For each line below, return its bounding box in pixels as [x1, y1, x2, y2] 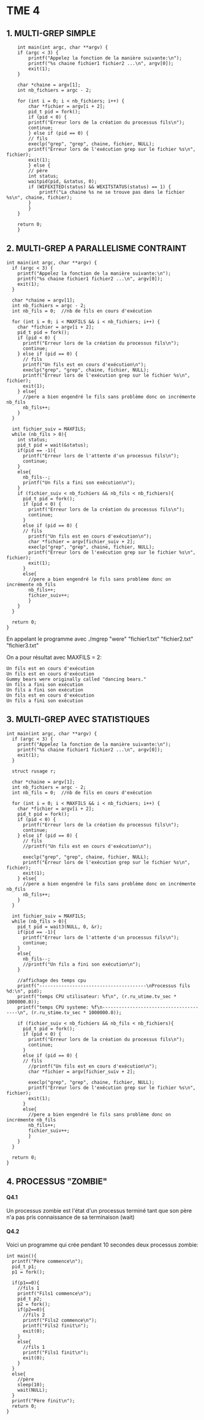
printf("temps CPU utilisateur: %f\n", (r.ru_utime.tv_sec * [17, 993, 176, 999]
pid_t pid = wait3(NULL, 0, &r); [17, 923, 103, 929]
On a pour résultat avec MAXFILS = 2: [6, 654, 102, 661]
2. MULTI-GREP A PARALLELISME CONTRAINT [6, 243, 187, 254]
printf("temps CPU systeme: [17, 1004, 89, 1010]
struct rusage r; [12, 768, 56, 774]
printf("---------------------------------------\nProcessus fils [17, 982, 191, 989]
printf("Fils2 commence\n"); [22, 1318, 97, 1324]
